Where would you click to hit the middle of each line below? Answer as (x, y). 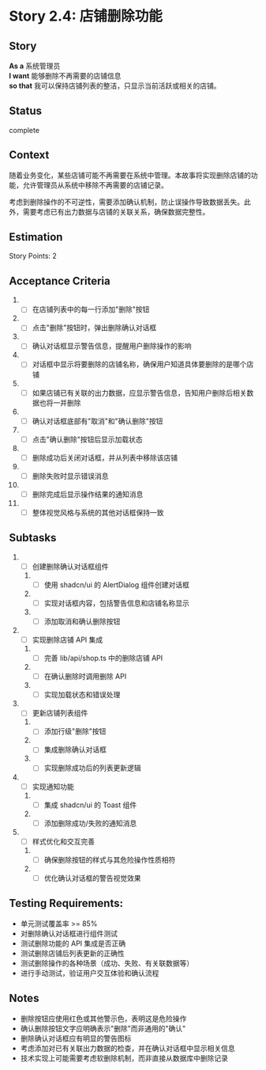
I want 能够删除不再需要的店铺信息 (65, 76)
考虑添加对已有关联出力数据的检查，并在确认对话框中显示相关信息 (127, 1048)
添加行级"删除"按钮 (75, 731)
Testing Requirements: (66, 903)
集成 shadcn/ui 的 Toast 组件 (90, 805)
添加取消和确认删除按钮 (82, 621)
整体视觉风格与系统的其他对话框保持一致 (98, 512)
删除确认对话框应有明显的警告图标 (76, 1038)
